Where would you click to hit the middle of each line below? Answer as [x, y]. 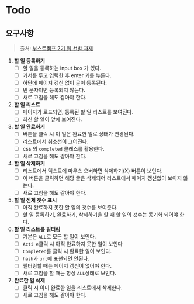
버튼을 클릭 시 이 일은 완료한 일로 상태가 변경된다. [79, 134]
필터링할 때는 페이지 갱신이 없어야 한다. [67, 266]
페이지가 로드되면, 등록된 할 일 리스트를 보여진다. [78, 112]
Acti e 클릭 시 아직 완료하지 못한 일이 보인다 [73, 244]
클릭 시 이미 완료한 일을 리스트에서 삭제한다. [72, 288]
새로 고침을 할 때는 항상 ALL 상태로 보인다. [69, 273]
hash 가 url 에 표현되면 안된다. [56, 258]
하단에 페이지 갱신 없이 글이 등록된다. [65, 83]
